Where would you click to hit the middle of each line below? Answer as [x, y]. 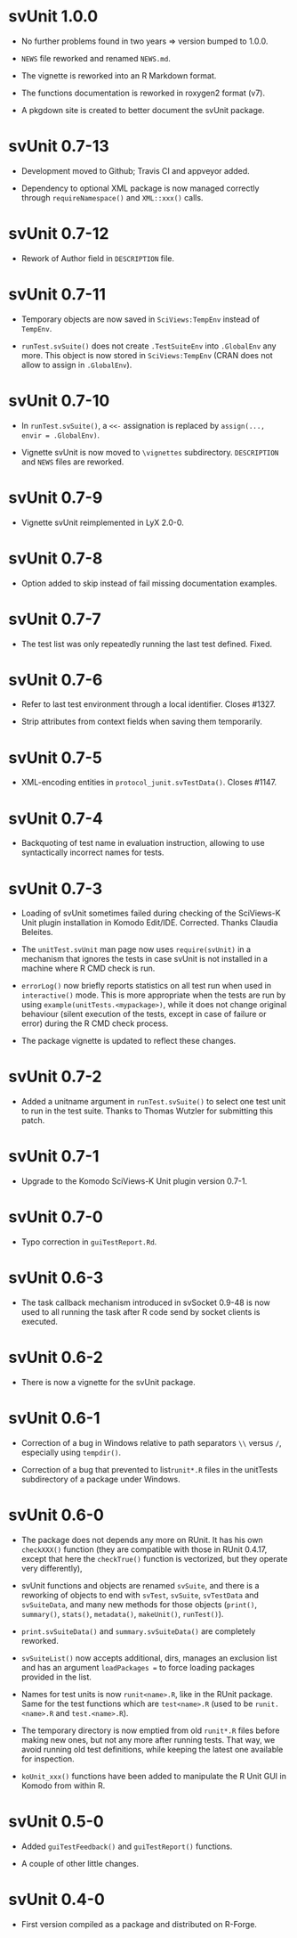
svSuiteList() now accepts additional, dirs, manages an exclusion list [149, 1658]
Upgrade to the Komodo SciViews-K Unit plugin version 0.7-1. [134, 1181]
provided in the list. [56, 1677]
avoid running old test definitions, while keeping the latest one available [152, 1749]
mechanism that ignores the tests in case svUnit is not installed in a [144, 959]
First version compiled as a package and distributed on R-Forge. [139, 1924]
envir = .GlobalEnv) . [60, 435]
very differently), [52, 1568]
